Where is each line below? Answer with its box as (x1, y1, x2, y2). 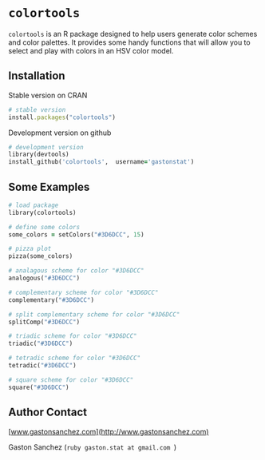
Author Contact (8, 406, 88, 419)
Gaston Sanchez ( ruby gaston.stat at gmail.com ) (8, 442, 177, 452)
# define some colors (8, 223, 81, 231)
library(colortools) (8, 208, 77, 216)
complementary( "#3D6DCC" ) (8, 295, 94, 304)
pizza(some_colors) (8, 252, 73, 260)
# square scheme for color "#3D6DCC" (8, 375, 134, 384)
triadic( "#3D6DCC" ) (8, 339, 73, 348)
